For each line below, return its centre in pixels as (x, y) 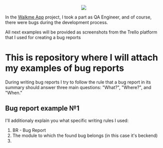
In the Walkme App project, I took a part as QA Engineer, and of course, (79, 17)
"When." (14, 92)
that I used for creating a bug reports (43, 37)
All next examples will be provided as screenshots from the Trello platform (81, 32)
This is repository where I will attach (82, 58)
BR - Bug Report (29, 130)
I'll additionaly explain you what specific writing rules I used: (67, 120)
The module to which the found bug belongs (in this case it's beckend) (85, 135)
